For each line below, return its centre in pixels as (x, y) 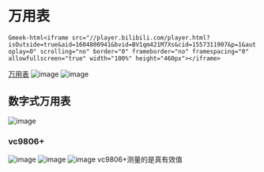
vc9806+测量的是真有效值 (140, 159)
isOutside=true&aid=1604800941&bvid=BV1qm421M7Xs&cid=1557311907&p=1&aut (132, 44)
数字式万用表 (40, 101)
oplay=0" (23, 51)
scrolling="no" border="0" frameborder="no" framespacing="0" (144, 51)
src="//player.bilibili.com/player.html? (141, 37)
